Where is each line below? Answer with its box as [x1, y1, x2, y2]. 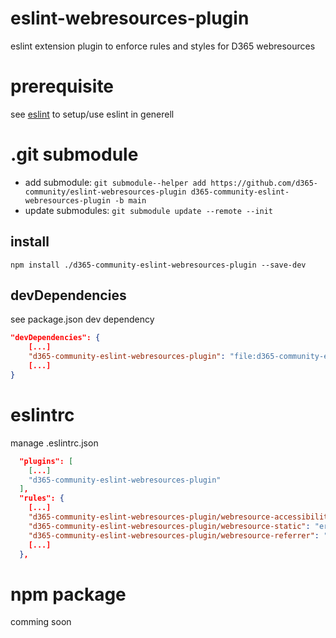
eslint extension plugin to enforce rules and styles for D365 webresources [10, 40, 316, 52]
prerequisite [10, 75, 115, 98]
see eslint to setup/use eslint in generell [10, 108, 175, 120]
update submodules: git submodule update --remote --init [24, 204, 274, 216]
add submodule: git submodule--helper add [24, 176, 207, 188]
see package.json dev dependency [10, 313, 155, 326]
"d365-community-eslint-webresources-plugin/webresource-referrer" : [28, 530, 320, 541]
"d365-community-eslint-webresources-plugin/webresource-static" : [28, 521, 311, 531]
